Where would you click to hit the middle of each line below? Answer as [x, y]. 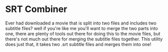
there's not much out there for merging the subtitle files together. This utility [84, 39]
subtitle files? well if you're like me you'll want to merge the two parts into [81, 28]
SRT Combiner [36, 9]
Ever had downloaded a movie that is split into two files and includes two [81, 23]
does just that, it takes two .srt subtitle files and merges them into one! [78, 44]
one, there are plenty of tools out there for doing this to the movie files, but [83, 33]
